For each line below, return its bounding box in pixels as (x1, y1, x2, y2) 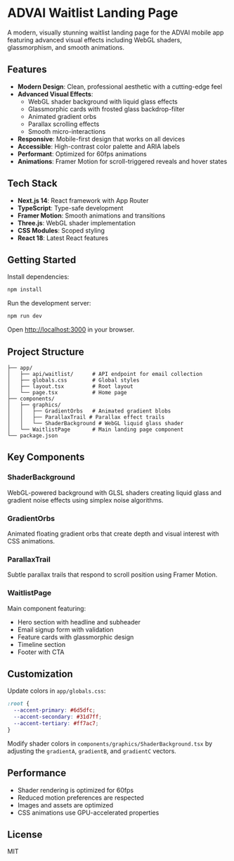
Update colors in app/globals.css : (7, 686, 106, 695)
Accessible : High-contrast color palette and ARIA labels (17, 142, 181, 151)
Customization (7, 667, 74, 680)
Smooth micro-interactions (27, 127, 106, 135)
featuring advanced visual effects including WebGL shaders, (7, 35, 183, 44)
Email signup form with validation (17, 625, 114, 634)
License (7, 829, 43, 841)
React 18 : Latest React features (17, 234, 109, 242)
